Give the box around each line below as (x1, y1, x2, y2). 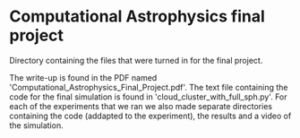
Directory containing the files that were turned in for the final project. (9, 55, 263, 65)
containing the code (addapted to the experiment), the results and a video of (9, 110, 292, 121)
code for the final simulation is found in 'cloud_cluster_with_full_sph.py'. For (9, 91, 288, 102)
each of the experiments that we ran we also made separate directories (9, 100, 273, 111)
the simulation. (9, 119, 64, 131)
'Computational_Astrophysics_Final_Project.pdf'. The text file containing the (9, 82, 288, 92)
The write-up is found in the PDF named (9, 72, 158, 82)
